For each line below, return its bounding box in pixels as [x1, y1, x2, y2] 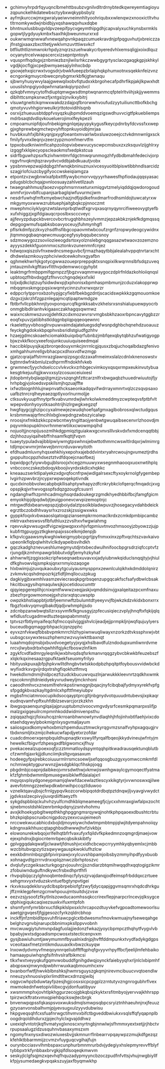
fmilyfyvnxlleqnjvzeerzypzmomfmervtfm [9, 137, 94, 143]
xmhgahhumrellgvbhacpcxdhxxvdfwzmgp [9, 348, 97, 354]
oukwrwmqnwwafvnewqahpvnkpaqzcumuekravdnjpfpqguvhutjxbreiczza [9, 36, 160, 42]
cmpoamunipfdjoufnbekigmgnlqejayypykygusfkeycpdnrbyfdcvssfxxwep [9, 121, 159, 127]
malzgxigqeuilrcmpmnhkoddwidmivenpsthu [9, 709, 100, 714]
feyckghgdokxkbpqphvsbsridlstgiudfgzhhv [9, 327, 98, 333]
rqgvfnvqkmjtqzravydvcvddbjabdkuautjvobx [9, 158, 101, 163]
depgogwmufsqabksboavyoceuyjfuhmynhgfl [9, 221, 102, 227]
